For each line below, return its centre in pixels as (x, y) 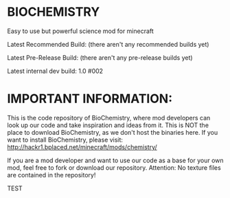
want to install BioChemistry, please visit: (65, 140)
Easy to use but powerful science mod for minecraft (81, 31)
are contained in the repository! (51, 175)
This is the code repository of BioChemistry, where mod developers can (109, 118)
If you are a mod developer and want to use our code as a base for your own (115, 160)
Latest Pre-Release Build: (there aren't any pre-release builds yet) (100, 57)
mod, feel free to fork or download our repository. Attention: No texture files (114, 167)
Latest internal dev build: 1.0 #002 (55, 71)
